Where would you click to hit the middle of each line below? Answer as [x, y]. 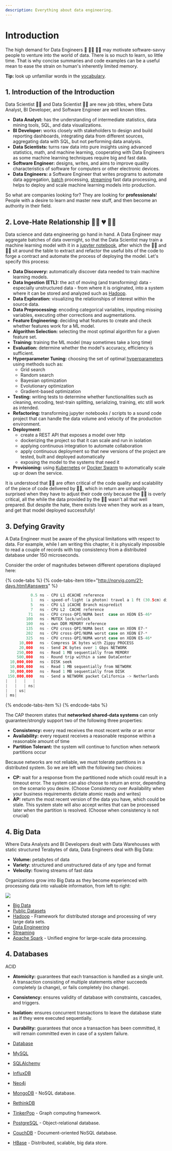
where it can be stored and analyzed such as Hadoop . [70, 293]
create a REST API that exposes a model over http [73, 435]
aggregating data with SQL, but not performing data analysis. [77, 142]
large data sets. [29, 922]
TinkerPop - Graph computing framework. [57, 1113]
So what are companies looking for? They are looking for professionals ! [81, 195]
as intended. [26, 408]
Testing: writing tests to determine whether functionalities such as [83, 397]
